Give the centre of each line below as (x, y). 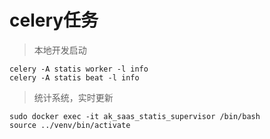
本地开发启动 (60, 50)
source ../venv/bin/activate (70, 125)
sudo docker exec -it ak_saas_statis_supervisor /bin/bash (135, 116)
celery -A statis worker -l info (79, 69)
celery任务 (54, 20)
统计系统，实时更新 (73, 97)
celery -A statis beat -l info (74, 77)
